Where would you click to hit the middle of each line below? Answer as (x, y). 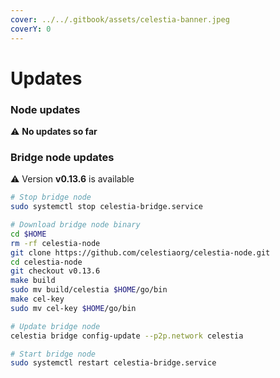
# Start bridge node (53, 354)
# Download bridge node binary (75, 225)
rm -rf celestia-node (55, 243)
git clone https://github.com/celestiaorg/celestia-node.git (140, 252)
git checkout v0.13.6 (55, 271)
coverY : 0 (31, 29)
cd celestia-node (46, 262)
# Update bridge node (55, 326)
